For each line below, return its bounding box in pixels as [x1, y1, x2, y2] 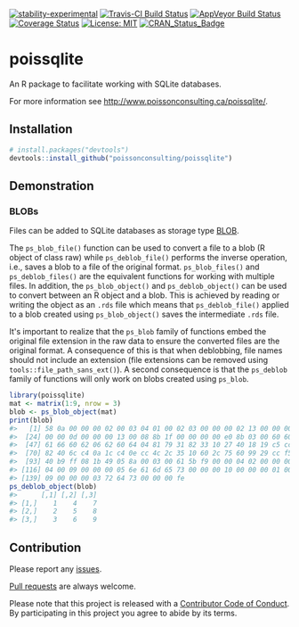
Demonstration [9, 178, 95, 194]
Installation [9, 121, 73, 137]
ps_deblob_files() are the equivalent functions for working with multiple [9, 271, 275, 282]
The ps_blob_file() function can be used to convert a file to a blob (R [9, 243, 265, 253]
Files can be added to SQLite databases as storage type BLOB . [9, 226, 240, 236]
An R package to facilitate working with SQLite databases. [9, 78, 222, 89]
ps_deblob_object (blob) [9, 482, 98, 491]
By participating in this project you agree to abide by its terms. [9, 607, 238, 618]
